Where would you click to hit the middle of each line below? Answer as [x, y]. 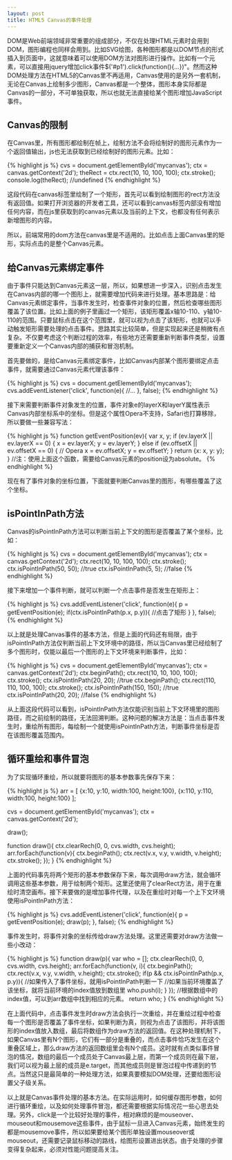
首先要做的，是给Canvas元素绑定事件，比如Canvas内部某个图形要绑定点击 [113, 361]
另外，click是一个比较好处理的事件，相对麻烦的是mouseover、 [108, 1114]
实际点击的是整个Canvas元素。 [63, 243]
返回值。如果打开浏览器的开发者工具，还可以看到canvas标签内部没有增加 [117, 203]
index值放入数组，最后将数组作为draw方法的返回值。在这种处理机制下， [122, 1031]
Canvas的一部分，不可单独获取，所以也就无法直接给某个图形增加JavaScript [115, 92]
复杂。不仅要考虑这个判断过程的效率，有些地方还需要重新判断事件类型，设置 [116, 338]
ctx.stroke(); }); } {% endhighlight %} [59, 860]
